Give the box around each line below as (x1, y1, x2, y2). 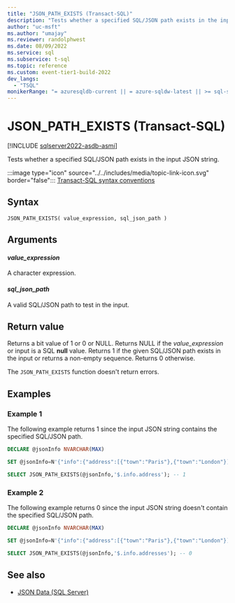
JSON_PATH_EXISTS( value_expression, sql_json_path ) (7, 215, 168, 222)
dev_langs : (7, 75, 39, 83)
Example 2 (7, 488, 44, 497)
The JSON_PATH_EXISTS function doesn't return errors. (7, 368, 159, 376)
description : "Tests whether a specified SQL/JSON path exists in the (7, 17, 218, 24)
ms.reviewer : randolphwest (7, 36, 86, 43)
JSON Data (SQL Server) (17, 588, 89, 596)
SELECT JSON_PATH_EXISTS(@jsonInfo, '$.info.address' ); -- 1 (7, 471, 187, 478)
